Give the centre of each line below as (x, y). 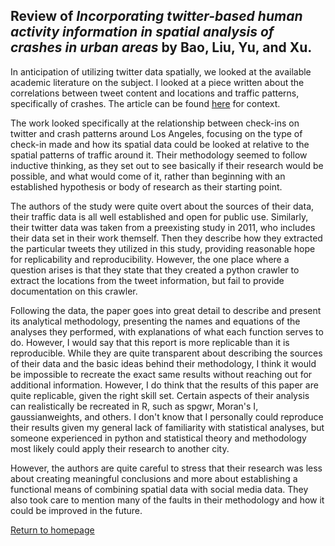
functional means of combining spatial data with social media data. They (159, 489)
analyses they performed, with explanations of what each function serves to (167, 331)
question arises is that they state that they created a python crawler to (155, 270)
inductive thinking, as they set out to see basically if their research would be (167, 165)
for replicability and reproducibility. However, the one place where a (150, 259)
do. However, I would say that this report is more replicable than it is (150, 342)
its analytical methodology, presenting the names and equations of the (155, 321)
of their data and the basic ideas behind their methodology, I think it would (163, 363)
